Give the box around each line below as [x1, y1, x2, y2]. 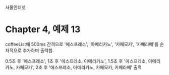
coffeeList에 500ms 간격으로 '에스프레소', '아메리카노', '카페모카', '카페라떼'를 [5, 41, 159, 47]
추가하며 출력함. [22, 47, 54, 53]
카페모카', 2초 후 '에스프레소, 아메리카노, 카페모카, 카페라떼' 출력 [16, 64, 142, 70]
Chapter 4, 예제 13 [5, 24, 81, 35]
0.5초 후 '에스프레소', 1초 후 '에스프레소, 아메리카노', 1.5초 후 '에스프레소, [5, 58, 147, 64]
